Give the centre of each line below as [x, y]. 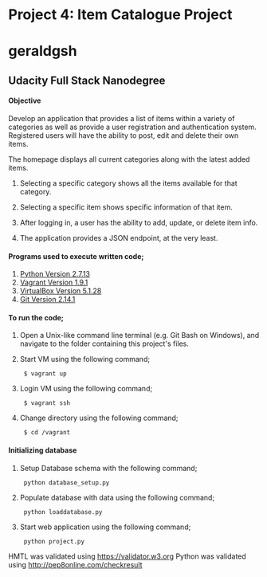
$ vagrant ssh [47, 403]
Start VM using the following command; [84, 359]
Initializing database [43, 450]
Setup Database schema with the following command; [108, 468]
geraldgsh [43, 51]
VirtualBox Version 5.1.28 [61, 291]
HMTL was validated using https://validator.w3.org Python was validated [128, 556]
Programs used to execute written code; [76, 256]
